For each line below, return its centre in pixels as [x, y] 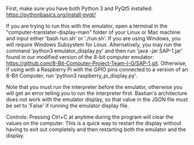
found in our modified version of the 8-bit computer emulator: [80, 57]
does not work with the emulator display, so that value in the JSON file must [97, 99]
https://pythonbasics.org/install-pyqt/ [51, 15]
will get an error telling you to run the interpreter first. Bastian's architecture [97, 93]
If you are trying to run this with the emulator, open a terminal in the [87, 26]
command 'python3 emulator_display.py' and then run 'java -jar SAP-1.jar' [94, 51]
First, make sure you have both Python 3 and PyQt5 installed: [80, 8]
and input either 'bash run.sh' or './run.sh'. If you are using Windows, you [93, 38]
